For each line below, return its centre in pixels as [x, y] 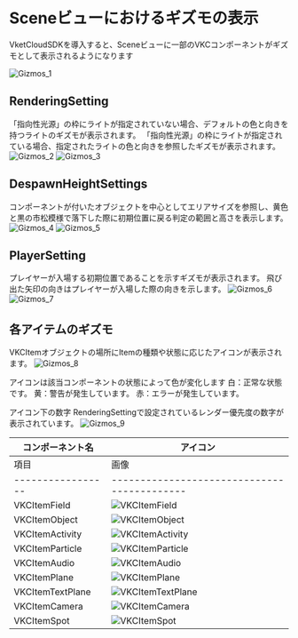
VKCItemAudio [44, 563]
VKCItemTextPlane [52, 592]
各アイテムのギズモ [61, 329]
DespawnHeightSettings [78, 184]
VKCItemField [42, 506]
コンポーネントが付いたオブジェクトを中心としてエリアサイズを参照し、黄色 [149, 206]
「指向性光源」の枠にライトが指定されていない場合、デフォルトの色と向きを [149, 124]
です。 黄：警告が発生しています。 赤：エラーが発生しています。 [126, 394]
